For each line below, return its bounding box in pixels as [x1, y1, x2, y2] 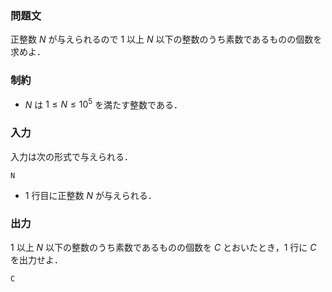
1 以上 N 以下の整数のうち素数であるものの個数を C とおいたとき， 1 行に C [10, 241, 317, 253]
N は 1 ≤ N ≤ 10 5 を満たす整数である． [24, 97, 183, 111]
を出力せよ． [10, 253, 63, 266]
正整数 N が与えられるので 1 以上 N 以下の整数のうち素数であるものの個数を [10, 33, 323, 46]
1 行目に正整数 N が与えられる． [24, 189, 157, 201]
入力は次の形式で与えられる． [10, 150, 133, 162]
